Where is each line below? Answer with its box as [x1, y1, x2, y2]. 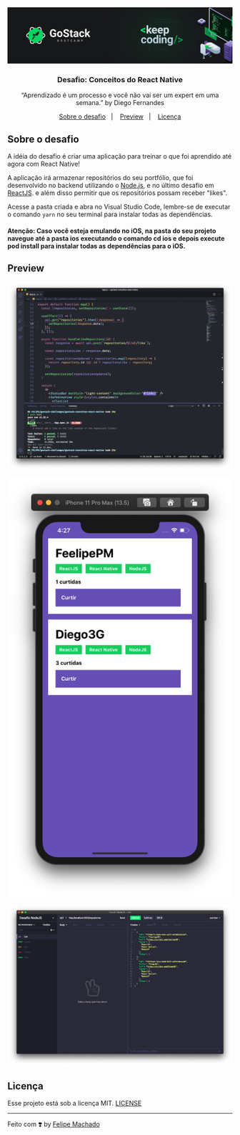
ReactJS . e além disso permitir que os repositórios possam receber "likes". [7, 189, 228, 197]
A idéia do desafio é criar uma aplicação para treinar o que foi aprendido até [7, 152, 232, 161]
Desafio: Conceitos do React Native [56, 74, 184, 84]
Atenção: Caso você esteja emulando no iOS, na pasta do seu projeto [7, 226, 216, 235]
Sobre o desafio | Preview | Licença [59, 112, 181, 121]
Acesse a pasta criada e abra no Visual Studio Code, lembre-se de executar [7, 203, 231, 211]
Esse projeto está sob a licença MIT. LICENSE [7, 1099, 142, 1108]
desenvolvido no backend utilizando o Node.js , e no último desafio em [7, 181, 214, 190]
